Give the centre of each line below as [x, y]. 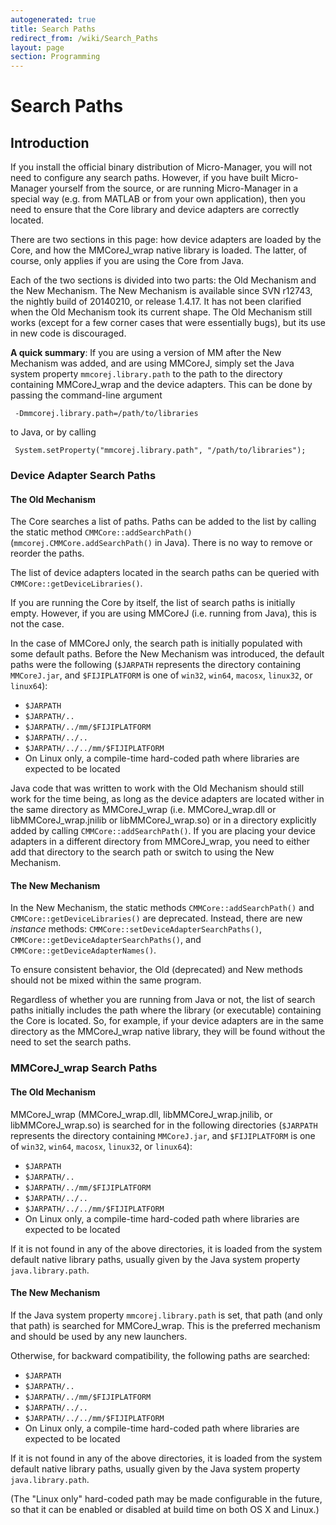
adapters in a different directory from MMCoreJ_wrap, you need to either [160, 842]
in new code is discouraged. [68, 333]
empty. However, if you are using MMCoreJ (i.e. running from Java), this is [163, 613]
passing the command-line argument [86, 395]
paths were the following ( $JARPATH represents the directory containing [156, 665]
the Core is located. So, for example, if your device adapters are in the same [167, 1021]
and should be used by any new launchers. [99, 1336]
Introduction [50, 142]
